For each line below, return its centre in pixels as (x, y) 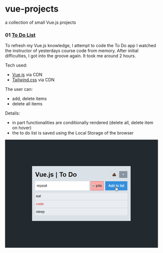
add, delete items (29, 99)
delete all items (27, 104)
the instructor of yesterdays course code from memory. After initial (72, 51)
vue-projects (32, 9)
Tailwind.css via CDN (33, 80)
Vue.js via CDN (27, 75)
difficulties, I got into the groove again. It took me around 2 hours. (71, 56)
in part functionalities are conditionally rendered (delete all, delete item (83, 123)
